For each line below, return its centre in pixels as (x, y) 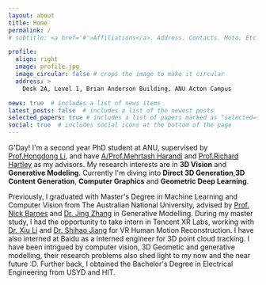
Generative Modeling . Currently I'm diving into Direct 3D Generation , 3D (127, 173)
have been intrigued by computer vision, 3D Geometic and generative (122, 247)
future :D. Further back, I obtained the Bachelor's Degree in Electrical (121, 264)
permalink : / (30, 30)
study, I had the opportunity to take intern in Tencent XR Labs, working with (131, 222)
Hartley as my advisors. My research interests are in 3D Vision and (118, 164)
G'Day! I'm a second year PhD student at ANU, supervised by (108, 148)
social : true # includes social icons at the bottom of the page (120, 125)
